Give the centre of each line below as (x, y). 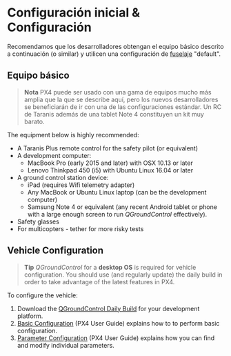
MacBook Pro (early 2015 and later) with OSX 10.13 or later (110, 163)
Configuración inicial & (73, 13)
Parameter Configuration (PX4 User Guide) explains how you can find (116, 338)
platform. (30, 316)
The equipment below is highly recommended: (73, 135)
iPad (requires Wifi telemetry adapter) (81, 185)
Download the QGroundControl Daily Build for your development (108, 308)
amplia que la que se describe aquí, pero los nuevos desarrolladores (121, 99)
